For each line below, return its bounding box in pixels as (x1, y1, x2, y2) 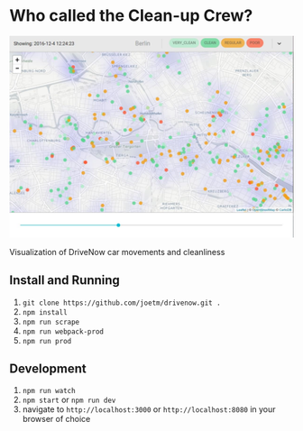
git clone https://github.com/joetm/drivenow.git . (22, 298, 221, 307)
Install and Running (9, 272, 120, 289)
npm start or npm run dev (22, 394, 116, 406)
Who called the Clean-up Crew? (9, 5, 253, 26)
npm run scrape (22, 317, 80, 326)
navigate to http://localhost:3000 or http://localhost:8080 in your (22, 404, 277, 415)
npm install (22, 307, 68, 316)
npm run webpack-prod (22, 326, 104, 336)
